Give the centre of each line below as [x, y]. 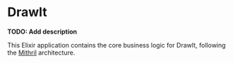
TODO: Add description [42, 31]
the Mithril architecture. [41, 52]
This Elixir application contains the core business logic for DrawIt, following [116, 45]
